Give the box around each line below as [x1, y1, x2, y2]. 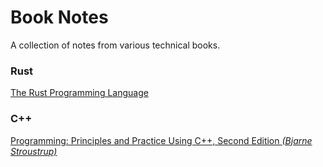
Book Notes [10, 6, 109, 29]
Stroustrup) [10, 145, 58, 157]
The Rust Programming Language [10, 87, 149, 99]
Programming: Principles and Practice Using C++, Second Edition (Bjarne [10, 134, 313, 146]
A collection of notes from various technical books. [10, 39, 221, 51]
